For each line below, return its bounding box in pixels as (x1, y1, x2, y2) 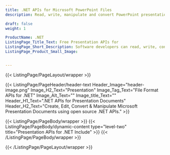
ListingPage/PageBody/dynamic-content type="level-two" (5, 123, 127, 129)
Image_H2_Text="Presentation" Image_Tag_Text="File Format (30, 87, 158, 93)
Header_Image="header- (92, 81, 145, 87)
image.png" (5, 87, 30, 93)
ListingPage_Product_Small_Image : (5, 49, 78, 54)
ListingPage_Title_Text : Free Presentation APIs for (5, 40, 119, 45)
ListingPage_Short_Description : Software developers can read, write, (5, 44, 157, 49)
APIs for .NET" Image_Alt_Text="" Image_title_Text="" (5, 92, 116, 98)
